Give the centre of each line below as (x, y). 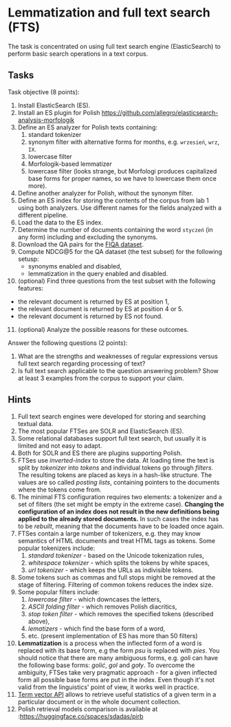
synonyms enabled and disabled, (75, 266)
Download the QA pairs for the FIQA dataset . (80, 244)
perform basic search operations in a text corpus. (78, 54)
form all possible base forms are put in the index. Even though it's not (116, 679)
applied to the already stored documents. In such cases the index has (118, 518)
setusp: (29, 259)
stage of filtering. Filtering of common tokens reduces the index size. (115, 584)
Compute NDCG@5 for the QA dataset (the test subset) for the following (120, 251)
